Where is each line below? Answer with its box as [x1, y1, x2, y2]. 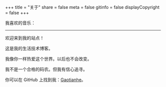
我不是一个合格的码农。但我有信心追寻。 [5, 66, 87, 72]
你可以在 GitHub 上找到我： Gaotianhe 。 [5, 77, 86, 83]
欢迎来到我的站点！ [5, 35, 44, 41]
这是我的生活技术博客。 [5, 46, 53, 51]
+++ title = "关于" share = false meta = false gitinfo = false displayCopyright [5, 4, 160, 10]
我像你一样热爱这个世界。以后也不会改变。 [5, 56, 92, 61]
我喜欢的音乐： [5, 20, 36, 26]
